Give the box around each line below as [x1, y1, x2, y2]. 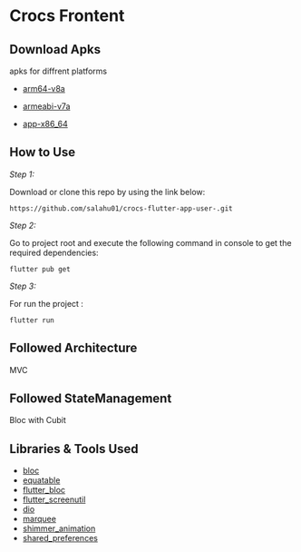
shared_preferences [22, 533, 98, 544]
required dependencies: [9, 247, 99, 258]
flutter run [9, 315, 54, 325]
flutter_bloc [22, 485, 66, 496]
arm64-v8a [22, 84, 65, 94]
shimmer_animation [22, 523, 96, 534]
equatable [22, 475, 61, 486]
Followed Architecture [9, 340, 138, 356]
